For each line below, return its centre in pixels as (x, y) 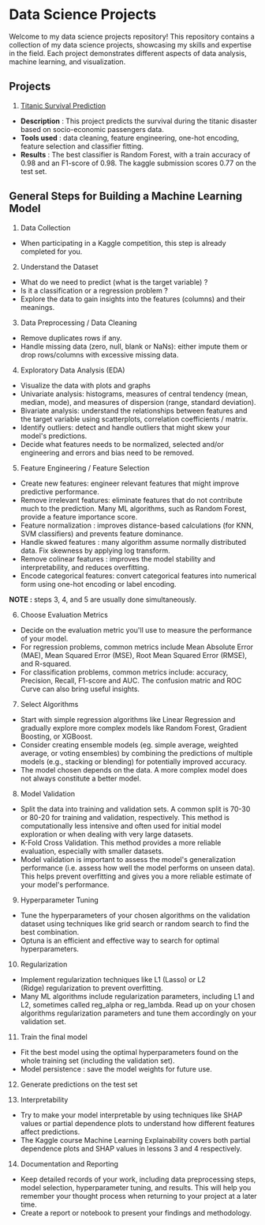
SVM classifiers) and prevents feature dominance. (102, 533)
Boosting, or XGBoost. (56, 736)
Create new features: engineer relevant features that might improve (130, 483)
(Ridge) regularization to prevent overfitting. (92, 988)
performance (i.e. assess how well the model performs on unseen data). (138, 868)
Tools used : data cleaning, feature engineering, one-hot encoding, (130, 138)
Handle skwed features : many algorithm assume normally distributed (133, 542)
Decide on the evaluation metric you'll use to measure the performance (136, 630)
